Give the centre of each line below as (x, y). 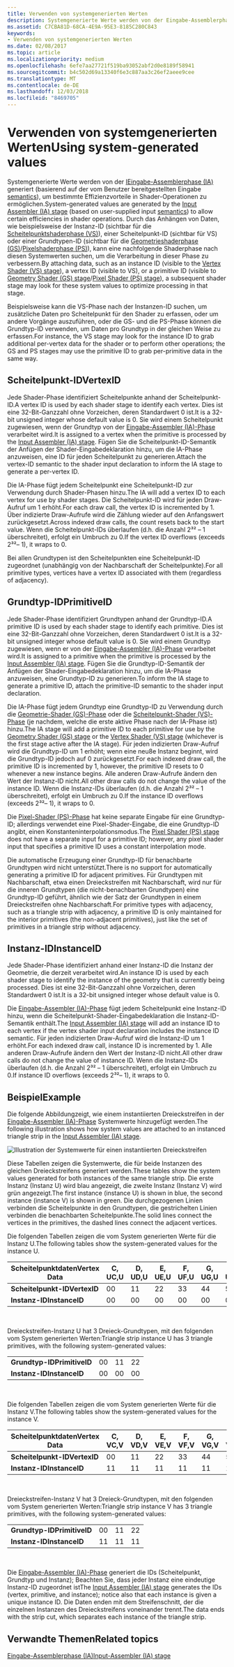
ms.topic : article (34, 53)
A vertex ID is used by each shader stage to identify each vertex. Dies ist (119, 404)
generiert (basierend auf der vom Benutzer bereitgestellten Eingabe (104, 189)
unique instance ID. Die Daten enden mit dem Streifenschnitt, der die (106, 1602)
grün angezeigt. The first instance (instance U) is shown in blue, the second (115, 1193)
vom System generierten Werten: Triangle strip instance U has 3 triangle (110, 1339)
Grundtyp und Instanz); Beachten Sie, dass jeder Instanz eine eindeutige (111, 1580)
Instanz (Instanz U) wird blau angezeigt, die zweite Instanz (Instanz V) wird (115, 1186)
